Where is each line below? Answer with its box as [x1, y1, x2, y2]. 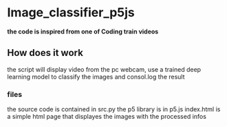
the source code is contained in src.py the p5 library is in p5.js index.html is [7, 105, 221, 113]
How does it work [7, 47, 84, 59]
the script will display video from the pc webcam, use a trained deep [7, 65, 202, 73]
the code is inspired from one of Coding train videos [7, 27, 159, 36]
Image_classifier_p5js [7, 5, 136, 20]
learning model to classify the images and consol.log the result [7, 72, 185, 81]
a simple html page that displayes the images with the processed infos [7, 113, 206, 121]
